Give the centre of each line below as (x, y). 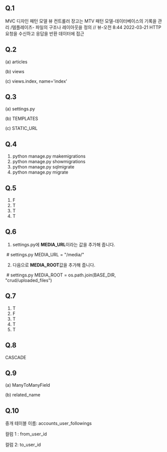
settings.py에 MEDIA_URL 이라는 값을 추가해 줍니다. (64, 244)
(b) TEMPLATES (22, 119)
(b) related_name (23, 395)
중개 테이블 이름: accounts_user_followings (48, 423)
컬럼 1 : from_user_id (26, 434)
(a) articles (16, 62)
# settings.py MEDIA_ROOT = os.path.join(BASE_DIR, (61, 275)
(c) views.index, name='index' (36, 81)
